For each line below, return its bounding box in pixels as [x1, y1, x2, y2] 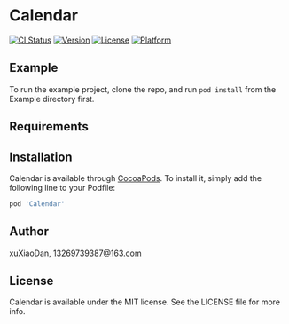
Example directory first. [9, 93, 95, 104]
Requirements [9, 119, 89, 134]
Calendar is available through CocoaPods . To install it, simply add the [9, 172, 262, 183]
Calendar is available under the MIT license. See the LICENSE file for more [9, 296, 281, 307]
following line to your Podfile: [9, 182, 116, 193]
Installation [9, 149, 73, 164]
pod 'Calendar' [9, 199, 66, 209]
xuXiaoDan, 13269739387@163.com [9, 248, 142, 258]
